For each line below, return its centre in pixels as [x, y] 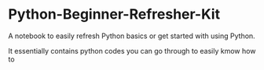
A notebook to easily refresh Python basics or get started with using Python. [132, 36]
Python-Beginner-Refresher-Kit [114, 14]
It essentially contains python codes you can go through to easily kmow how [132, 51]
